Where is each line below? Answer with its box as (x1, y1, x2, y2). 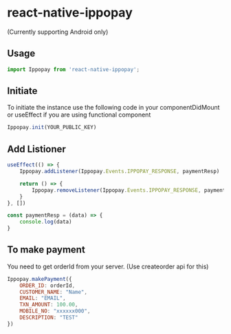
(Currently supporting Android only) (7, 28, 109, 36)
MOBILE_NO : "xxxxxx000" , (19, 308, 91, 315)
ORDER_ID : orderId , (19, 282, 76, 289)
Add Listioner (7, 143, 67, 155)
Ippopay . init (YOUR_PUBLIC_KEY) (7, 124, 97, 131)
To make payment (7, 244, 86, 256)
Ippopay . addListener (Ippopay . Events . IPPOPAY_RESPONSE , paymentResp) (19, 168, 220, 175)
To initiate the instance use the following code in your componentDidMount (7, 104, 220, 112)
